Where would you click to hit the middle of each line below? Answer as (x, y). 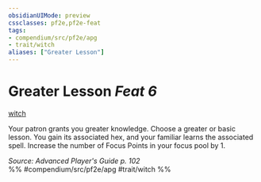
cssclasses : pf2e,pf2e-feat (55, 23)
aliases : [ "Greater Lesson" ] (56, 52)
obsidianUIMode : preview (49, 15)
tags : (17, 30)
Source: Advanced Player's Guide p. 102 (74, 161)
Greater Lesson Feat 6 (83, 91)
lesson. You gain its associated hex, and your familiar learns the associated (131, 137)
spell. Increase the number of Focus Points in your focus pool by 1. (117, 145)
